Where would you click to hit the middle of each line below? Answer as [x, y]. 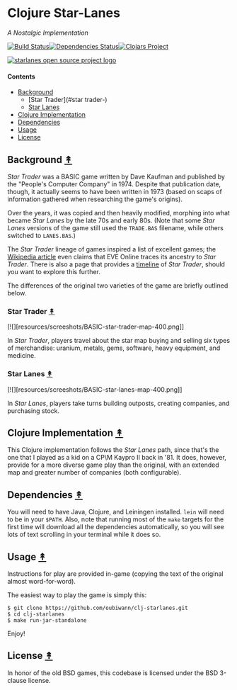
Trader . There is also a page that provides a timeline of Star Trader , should [116, 264]
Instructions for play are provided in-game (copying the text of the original [115, 573]
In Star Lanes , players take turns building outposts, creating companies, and [118, 403]
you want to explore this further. [54, 271]
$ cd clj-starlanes [36, 614]
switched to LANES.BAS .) [41, 235]
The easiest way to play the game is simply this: [77, 595]
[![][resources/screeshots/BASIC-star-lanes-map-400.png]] [95, 389]
